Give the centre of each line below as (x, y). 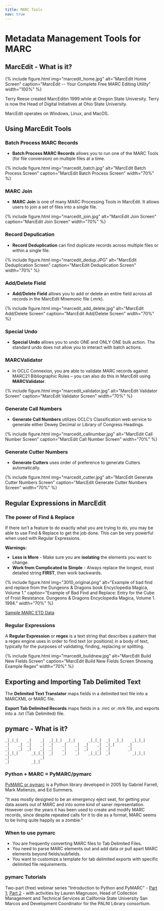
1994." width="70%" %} (29, 603)
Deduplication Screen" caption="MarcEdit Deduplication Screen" (70, 265)
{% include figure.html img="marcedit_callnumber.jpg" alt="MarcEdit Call (79, 434)
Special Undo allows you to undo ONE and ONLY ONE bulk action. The (83, 342)
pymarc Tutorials (26, 877)
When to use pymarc (30, 833)
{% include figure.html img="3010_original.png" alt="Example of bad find (79, 582)
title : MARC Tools (24, 10)
